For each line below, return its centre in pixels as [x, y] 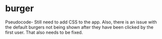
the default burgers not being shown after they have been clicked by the [79, 27]
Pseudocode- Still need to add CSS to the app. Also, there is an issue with [81, 22]
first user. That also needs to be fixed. [44, 32]
